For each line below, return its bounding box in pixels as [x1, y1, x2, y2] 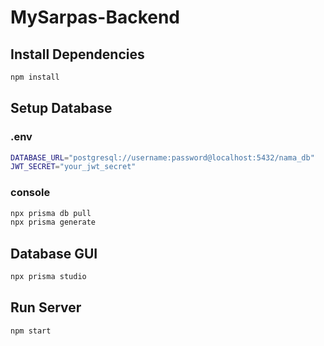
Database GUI [10, 245, 98, 262]
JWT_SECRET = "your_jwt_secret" [10, 162, 137, 172]
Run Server [10, 299, 82, 316]
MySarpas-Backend [10, 6, 181, 29]
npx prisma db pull [10, 208, 92, 218]
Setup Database [10, 100, 113, 117]
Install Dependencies [10, 46, 145, 63]
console [10, 186, 51, 200]
